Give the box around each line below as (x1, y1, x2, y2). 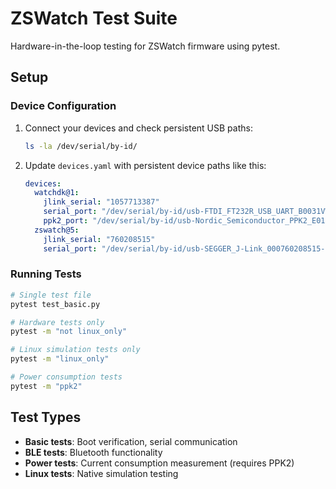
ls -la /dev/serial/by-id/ (24, 141, 138, 151)
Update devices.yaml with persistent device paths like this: (24, 159, 267, 171)
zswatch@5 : (34, 225, 80, 235)
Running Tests (10, 267, 82, 281)
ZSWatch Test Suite (10, 7, 178, 30)
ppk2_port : (43, 216, 89, 226)
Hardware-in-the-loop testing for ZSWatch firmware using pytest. (10, 40, 281, 52)
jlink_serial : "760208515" (43, 234, 156, 244)
